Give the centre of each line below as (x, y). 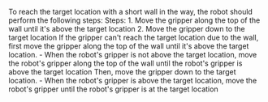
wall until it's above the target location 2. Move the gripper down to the (127, 29)
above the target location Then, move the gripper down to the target (123, 72)
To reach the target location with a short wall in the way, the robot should (131, 12)
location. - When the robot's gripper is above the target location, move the (133, 81)
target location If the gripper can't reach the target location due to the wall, (134, 37)
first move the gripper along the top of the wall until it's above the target (129, 46)
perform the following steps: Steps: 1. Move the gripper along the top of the (134, 20)
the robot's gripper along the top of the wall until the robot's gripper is (125, 63)
